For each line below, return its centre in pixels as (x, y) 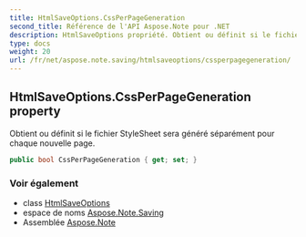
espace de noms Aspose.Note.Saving (93, 212)
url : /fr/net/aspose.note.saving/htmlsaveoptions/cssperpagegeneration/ (150, 60)
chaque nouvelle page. (52, 143)
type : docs (30, 43)
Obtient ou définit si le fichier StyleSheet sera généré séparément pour (142, 133)
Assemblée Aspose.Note (69, 222)
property (35, 112)
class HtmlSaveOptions (66, 202)
